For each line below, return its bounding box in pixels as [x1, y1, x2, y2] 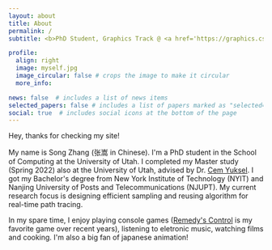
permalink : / [8, 27, 53, 35]
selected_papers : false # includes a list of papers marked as [8, 101, 227, 109]
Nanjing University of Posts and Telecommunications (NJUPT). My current [8, 183, 257, 193]
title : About [8, 19, 53, 28]
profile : [8, 49, 38, 57]
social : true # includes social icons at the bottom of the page [8, 108, 237, 117]
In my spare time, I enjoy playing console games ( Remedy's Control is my [8, 215, 253, 225]
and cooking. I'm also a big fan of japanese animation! [8, 232, 189, 243]
